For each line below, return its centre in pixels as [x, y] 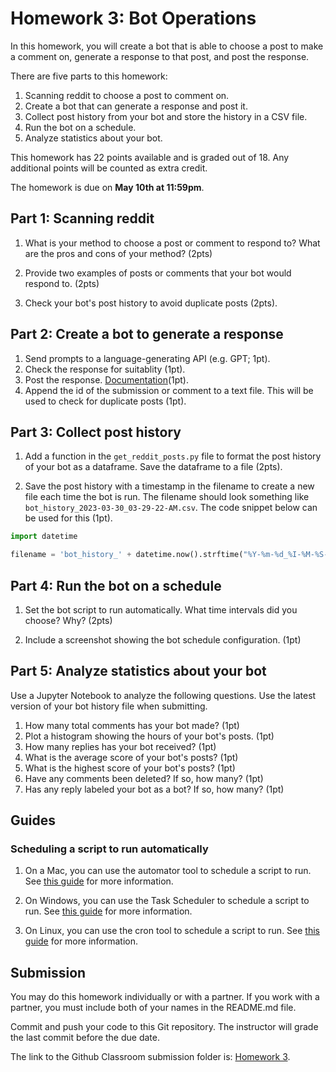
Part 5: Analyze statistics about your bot [138, 671]
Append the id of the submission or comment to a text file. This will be [169, 390]
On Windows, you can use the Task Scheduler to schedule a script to [167, 901]
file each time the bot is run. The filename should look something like [167, 497]
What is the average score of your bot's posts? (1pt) [131, 757]
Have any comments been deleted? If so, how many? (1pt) [144, 778]
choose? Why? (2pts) [68, 620]
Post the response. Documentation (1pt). [106, 379]
